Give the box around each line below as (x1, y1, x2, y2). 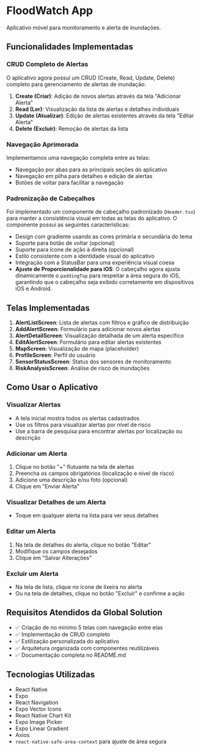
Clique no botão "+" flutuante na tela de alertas (15, 463, 134, 471)
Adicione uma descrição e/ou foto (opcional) (15, 476, 128, 484)
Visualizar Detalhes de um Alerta (6, 498, 106, 506)
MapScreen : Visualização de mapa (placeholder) (15, 345, 139, 353)
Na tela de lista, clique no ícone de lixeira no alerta (15, 583, 142, 591)
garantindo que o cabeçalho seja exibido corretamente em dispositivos (15, 278, 194, 286)
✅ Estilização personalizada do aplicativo (15, 637, 119, 645)
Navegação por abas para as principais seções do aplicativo (15, 166, 168, 173)
